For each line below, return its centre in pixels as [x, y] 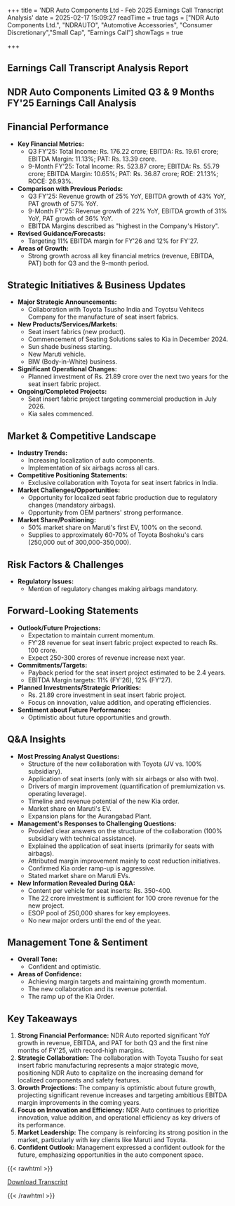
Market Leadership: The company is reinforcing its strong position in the [123, 1132]
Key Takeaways [42, 1018]
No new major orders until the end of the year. [94, 920]
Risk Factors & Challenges [66, 564]
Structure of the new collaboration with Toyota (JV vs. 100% [115, 764]
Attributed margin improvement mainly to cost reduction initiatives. [124, 861]
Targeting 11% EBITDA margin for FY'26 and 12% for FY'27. [113, 241]
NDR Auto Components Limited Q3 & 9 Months [111, 92]
